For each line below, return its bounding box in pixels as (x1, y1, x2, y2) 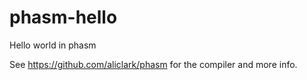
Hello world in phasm (9, 39, 97, 51)
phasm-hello (9, 6, 118, 29)
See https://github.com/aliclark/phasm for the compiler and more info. (9, 58, 298, 70)
